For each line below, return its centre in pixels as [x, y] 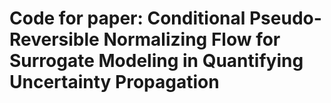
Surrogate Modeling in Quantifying [156, 61]
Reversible [54, 39]
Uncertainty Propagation [114, 82]
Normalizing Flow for [192, 39]
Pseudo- [285, 18]
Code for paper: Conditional [127, 18]
